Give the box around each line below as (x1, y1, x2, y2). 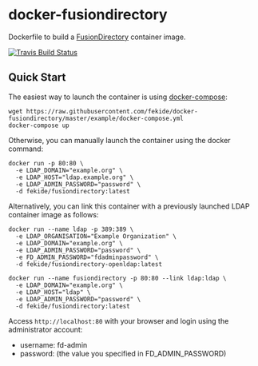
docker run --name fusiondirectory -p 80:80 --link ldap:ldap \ (8, 274, 227, 282)
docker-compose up (8, 121, 69, 129)
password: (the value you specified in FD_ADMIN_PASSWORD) (19, 348, 227, 358)
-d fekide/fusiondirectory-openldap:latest (15, 260, 162, 269)
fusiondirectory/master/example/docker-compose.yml (8, 114, 184, 122)
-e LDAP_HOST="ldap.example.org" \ (15, 173, 134, 181)
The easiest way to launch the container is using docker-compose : (8, 92, 228, 101)
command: (8, 144, 44, 153)
